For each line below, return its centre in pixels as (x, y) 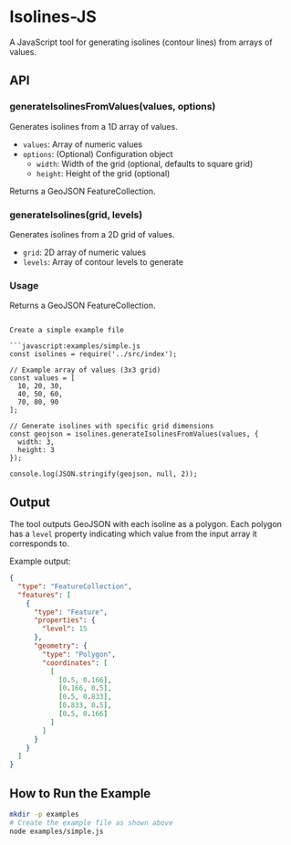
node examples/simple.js (57, 831)
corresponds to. (40, 544)
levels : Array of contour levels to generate (103, 261)
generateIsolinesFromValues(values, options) (113, 107)
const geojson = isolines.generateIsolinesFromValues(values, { (134, 434)
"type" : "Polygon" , (79, 654)
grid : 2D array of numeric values (84, 252)
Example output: (40, 561)
